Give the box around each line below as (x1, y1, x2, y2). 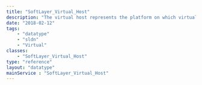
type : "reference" (6, 59, 52, 65)
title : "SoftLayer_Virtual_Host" (6, 8, 90, 15)
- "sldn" (17, 37, 39, 42)
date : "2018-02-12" (6, 20, 55, 26)
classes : (6, 48, 28, 54)
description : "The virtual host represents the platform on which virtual (6, 14, 198, 20)
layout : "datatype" (6, 64, 55, 71)
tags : (6, 25, 20, 32)
